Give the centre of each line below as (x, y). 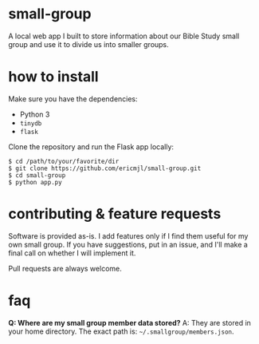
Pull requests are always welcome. (65, 268)
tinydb (31, 123)
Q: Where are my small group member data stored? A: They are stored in (129, 322)
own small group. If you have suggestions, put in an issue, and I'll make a (128, 244)
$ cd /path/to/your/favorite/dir (64, 161)
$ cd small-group (37, 175)
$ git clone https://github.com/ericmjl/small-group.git (105, 168)
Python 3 (35, 114)
